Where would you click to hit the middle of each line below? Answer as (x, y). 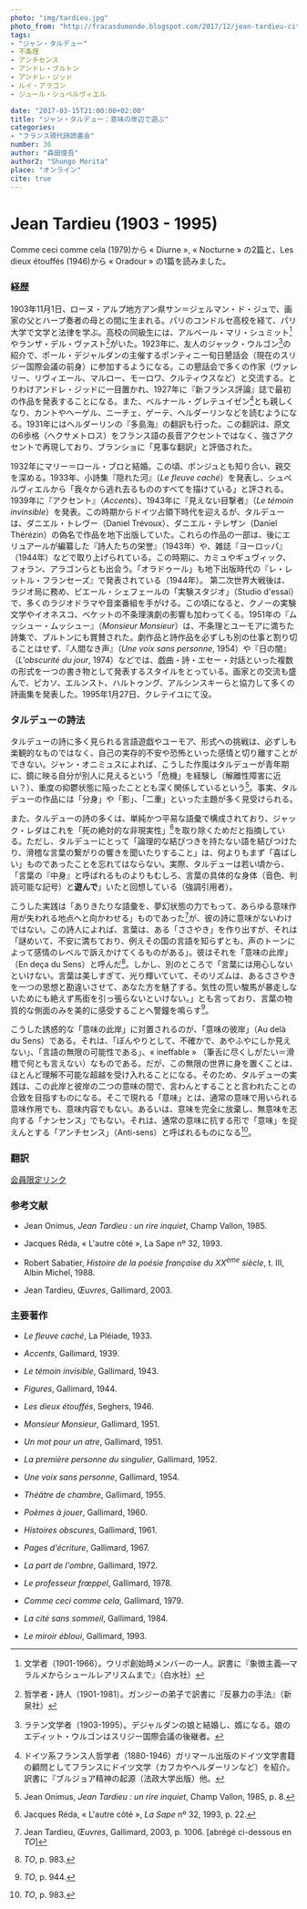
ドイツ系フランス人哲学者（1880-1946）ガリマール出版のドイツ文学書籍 (159, 1756)
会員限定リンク (38, 1180)
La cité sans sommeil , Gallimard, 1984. (96, 1618)
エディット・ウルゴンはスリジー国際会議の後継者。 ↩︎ (123, 1737)
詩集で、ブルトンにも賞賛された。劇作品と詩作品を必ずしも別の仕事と (142, 637)
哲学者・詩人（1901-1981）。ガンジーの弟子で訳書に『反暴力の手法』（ (153, 1694)
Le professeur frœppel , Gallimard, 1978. (97, 1584)
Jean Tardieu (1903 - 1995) (114, 223)
